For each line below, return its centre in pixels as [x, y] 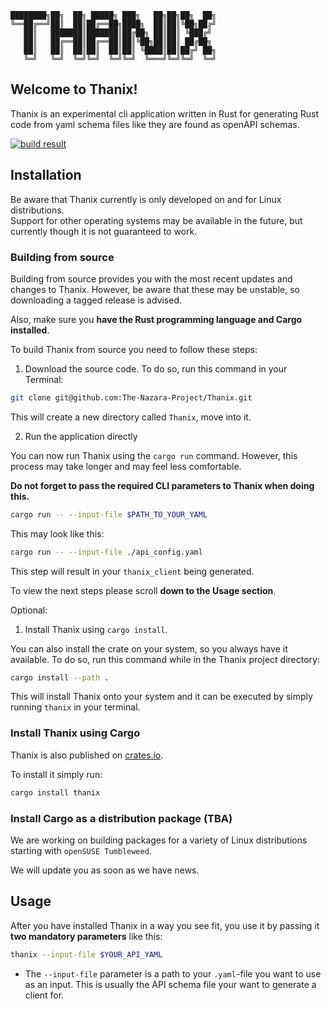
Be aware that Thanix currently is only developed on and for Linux [146, 199]
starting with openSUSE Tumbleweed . [81, 850]
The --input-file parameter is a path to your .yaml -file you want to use [173, 973]
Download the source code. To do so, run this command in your [156, 368]
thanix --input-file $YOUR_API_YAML [86, 954]
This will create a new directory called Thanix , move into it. [131, 417]
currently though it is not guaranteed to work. [104, 231]
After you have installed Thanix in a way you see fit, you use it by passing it [165, 925]
